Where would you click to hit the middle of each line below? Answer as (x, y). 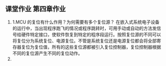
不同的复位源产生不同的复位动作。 (47, 53)
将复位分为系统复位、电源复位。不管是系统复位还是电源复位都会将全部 (84, 40)
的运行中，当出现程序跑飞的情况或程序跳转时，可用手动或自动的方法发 (84, 28)
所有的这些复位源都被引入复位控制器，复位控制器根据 (106, 47)
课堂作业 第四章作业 (35, 9)
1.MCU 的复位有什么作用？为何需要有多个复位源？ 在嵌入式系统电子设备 (86, 22)
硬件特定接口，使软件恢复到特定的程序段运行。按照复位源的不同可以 (91, 34)
